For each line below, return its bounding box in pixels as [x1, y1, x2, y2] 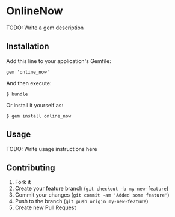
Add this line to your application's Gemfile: [6, 57, 111, 64]
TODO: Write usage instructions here [6, 145, 97, 152]
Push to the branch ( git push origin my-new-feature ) [14, 198, 149, 205]
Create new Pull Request [14, 204, 76, 211]
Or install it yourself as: [6, 101, 63, 108]
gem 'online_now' [6, 69, 50, 75]
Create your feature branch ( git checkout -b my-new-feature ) [14, 185, 169, 192]
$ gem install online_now [6, 113, 71, 119]
